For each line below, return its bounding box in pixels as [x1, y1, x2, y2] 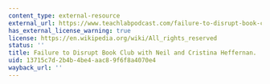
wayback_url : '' [8, 64, 63, 72]
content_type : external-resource [8, 11, 121, 20]
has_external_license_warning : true [8, 26, 131, 34]
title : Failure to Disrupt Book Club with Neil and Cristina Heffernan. [8, 49, 257, 57]
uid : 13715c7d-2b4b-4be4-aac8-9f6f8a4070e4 [8, 57, 157, 65]
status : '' [8, 42, 45, 50]
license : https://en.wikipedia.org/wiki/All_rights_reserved [8, 34, 218, 42]
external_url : [8, 19, 56, 27]
